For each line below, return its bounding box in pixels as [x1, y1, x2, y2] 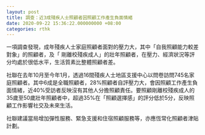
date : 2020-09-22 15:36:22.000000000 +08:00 [6, 20, 121, 26]
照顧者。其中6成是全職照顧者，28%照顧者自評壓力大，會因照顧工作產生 [11, 79, 193, 86]
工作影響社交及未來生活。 [11, 102, 76, 109]
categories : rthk [6, 26, 51, 32]
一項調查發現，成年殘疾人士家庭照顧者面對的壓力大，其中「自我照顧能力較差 [6, 43, 199, 50]
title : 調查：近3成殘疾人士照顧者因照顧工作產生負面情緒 [6, 15, 133, 21]
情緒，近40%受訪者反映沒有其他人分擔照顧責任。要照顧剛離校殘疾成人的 [11, 86, 195, 94]
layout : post [6, 9, 40, 15]
